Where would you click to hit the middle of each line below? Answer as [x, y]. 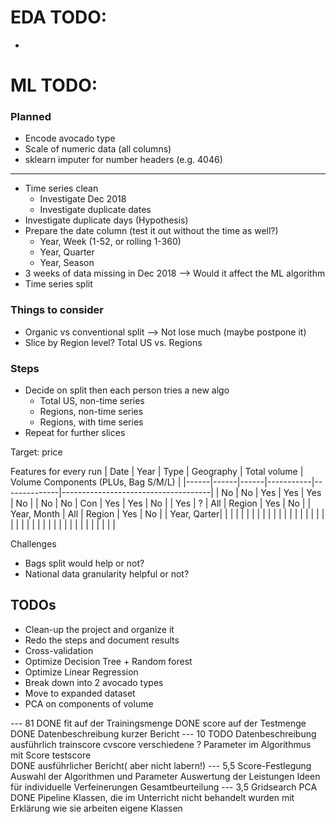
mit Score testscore [51, 755]
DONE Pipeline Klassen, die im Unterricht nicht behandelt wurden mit [152, 797]
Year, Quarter [67, 252]
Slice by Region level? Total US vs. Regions [113, 342]
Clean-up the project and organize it [99, 629]
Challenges [33, 544]
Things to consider [57, 310]
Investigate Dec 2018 [83, 199]
